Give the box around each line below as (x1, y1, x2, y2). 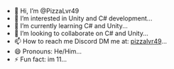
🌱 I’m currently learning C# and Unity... (13, 22, 128, 30)
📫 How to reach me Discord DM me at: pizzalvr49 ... (13, 37, 167, 45)
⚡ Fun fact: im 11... (13, 55, 67, 63)
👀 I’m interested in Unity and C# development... (13, 14, 153, 23)
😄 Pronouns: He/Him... (13, 47, 82, 56)
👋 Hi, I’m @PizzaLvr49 (13, 7, 80, 15)
